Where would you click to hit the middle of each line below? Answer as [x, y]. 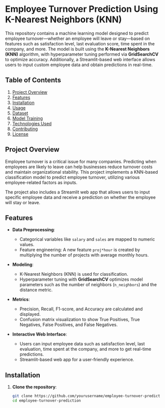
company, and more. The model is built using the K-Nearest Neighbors [78, 49]
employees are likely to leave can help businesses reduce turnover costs [79, 167]
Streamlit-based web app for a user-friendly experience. [77, 360]
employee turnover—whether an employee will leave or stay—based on [78, 38]
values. [27, 245]
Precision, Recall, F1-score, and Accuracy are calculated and [81, 309]
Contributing [25, 129]
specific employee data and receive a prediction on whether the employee [81, 197]
